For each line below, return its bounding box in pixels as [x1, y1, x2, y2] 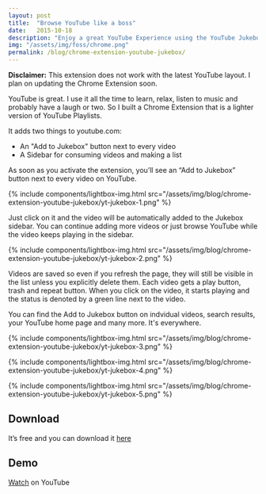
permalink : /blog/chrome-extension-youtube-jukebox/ [8, 48, 186, 56]
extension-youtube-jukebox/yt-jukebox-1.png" [8, 197, 160, 207]
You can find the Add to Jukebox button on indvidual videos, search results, [8, 310, 256, 319]
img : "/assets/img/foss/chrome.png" [8, 41, 129, 49]
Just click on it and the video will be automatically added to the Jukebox [8, 213, 244, 222]
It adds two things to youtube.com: [8, 126, 122, 136]
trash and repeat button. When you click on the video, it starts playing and [8, 286, 250, 295]
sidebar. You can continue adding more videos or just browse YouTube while [8, 221, 258, 231]
